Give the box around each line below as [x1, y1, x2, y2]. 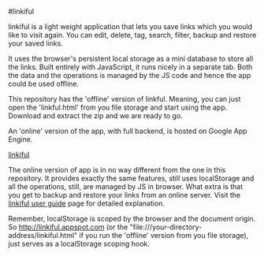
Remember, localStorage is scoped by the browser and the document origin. [8, 214, 256, 223]
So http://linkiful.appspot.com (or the [8, 222, 128, 232]
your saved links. [8, 39, 63, 48]
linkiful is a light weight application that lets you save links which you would [8, 22, 253, 31]
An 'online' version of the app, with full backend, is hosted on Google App [8, 126, 247, 135]
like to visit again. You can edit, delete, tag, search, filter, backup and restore [8, 31, 257, 39]
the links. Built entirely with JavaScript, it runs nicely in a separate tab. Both [8, 62, 253, 72]
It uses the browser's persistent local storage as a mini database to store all [8, 54, 254, 63]
